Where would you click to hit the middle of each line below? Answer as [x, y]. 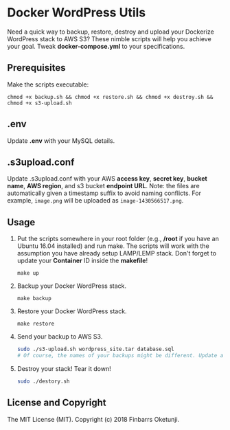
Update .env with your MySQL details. [61, 140]
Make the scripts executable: [48, 84]
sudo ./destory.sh [43, 381]
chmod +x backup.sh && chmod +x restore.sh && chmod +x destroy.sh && [110, 97]
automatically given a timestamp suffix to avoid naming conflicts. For [104, 193]
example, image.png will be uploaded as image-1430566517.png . [95, 201]
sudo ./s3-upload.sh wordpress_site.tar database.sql [95, 349]
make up [28, 273]
